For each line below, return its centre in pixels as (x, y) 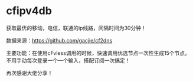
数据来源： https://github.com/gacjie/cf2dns (59, 40)
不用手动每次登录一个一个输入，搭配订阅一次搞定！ (68, 60)
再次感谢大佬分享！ (30, 73)
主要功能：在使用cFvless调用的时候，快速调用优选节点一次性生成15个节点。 (98, 53)
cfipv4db (29, 11)
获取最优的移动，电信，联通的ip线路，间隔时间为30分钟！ (76, 28)
